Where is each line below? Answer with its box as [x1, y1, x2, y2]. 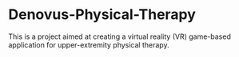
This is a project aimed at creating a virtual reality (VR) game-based [8, 32, 232, 41]
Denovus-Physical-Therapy [8, 6, 196, 24]
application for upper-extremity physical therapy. [8, 40, 169, 49]
